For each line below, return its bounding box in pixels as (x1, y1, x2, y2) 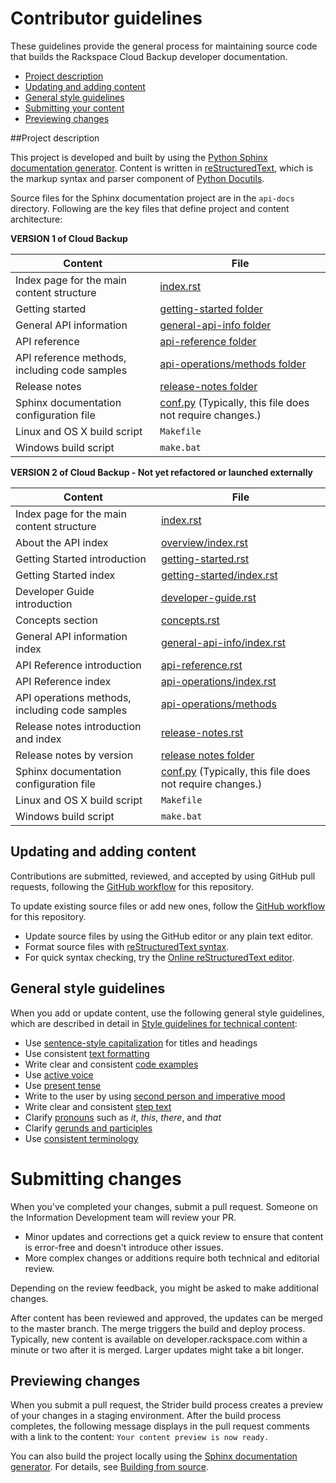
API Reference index (15, 674, 112, 688)
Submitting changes (10, 1167, 182, 1190)
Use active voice (24, 1068, 94, 1081)
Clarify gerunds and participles (24, 1122, 153, 1134)
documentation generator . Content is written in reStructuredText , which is (10, 162, 314, 174)
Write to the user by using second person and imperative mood (24, 1090, 286, 1102)
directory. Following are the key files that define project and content (10, 202, 290, 214)
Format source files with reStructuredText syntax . (24, 940, 230, 952)
